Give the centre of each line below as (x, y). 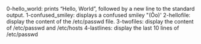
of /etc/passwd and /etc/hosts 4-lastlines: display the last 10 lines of (93, 28)
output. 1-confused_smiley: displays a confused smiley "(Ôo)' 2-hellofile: (98, 15)
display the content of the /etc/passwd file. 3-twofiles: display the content (100, 21)
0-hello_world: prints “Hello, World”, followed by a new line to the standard (100, 9)
